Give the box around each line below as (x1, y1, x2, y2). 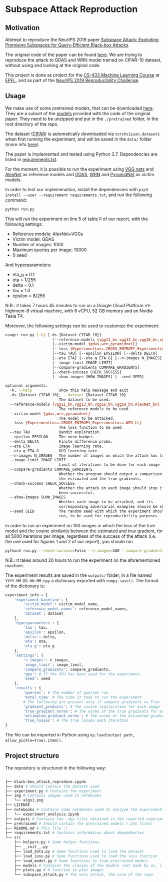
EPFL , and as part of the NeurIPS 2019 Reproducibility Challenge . (5, 78, 140, 83)
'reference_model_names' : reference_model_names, (23, 606, 128, 611)
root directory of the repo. (5, 121, 59, 127)
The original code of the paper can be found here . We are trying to (5, 52, 142, 58)
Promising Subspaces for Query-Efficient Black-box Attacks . (5, 42, 130, 48)
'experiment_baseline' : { (14, 597, 68, 602)
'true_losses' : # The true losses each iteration (23, 718, 128, 723)
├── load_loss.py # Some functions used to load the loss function (14, 853, 157, 858)
